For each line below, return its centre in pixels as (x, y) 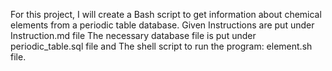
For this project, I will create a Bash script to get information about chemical (166, 14)
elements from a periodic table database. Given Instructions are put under (162, 25)
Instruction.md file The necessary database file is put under (133, 35)
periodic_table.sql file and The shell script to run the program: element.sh (161, 46)
